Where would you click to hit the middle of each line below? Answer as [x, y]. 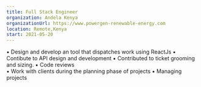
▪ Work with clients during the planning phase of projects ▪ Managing [94, 71]
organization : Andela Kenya [42, 18]
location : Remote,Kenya [37, 29]
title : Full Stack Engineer [42, 12]
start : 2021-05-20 [30, 35]
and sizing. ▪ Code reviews [40, 65]
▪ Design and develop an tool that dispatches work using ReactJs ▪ [91, 52]
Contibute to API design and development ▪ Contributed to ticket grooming [100, 58]
